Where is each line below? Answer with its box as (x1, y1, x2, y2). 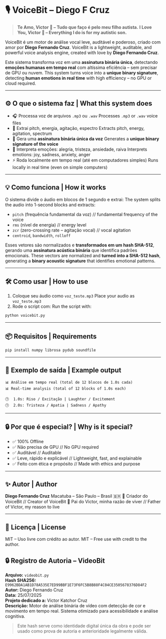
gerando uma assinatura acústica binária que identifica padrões (5, 247, 137, 253)
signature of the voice (12, 141, 59, 147)
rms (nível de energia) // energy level (12, 222, 86, 228)
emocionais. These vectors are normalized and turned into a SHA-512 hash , (5, 252, 161, 258)
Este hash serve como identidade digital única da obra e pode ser (17, 623, 151, 629)
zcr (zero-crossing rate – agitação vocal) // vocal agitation (12, 227, 131, 233)
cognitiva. (5, 613, 26, 619)
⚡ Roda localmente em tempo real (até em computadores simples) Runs (12, 157, 159, 163)
